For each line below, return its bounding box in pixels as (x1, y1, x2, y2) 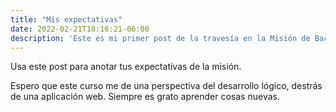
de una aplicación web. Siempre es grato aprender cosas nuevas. (10, 91, 280, 103)
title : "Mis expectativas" (10, 14, 123, 25)
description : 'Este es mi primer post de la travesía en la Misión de (10, 33, 311, 43)
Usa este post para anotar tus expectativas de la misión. (10, 61, 242, 73)
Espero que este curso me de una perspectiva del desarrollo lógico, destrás (10, 80, 323, 92)
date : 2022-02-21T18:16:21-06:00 (10, 24, 150, 34)
